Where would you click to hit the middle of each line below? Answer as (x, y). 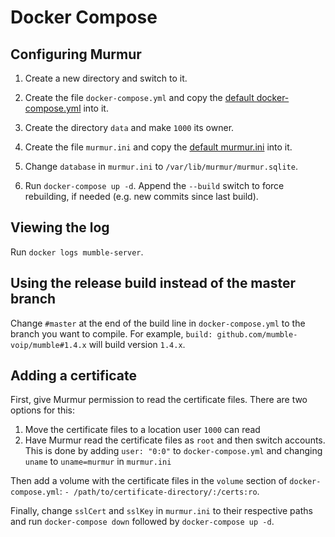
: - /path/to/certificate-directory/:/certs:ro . (159, 492)
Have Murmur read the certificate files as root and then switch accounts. (175, 440)
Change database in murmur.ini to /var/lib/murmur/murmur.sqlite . (161, 166)
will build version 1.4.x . (137, 344)
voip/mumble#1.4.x (48, 345)
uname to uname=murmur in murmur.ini (98, 462)
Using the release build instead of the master (153, 283)
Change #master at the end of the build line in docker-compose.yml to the (158, 323)
